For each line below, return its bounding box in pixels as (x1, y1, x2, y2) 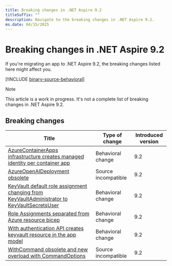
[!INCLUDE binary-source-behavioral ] (5, 76, 85, 83)
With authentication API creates (8, 225, 84, 232)
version (140, 138, 159, 145)
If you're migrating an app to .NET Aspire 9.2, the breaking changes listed (5, 61, 160, 67)
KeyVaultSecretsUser (8, 202, 59, 209)
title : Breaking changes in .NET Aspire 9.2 (5, 7, 102, 13)
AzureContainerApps (8, 147, 58, 154)
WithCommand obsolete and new (8, 246, 88, 253)
